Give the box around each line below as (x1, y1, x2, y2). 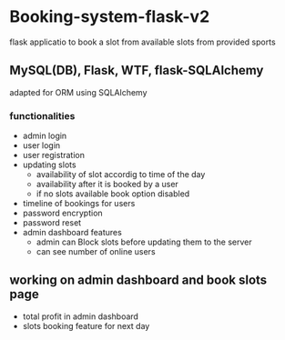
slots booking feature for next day (22, 320, 150, 331)
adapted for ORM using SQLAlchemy (9, 86, 148, 97)
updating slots (22, 159, 76, 170)
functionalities (9, 109, 76, 122)
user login (22, 140, 61, 151)
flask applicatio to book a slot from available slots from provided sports (9, 36, 276, 47)
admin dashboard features (22, 227, 123, 238)
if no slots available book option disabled (36, 188, 190, 199)
